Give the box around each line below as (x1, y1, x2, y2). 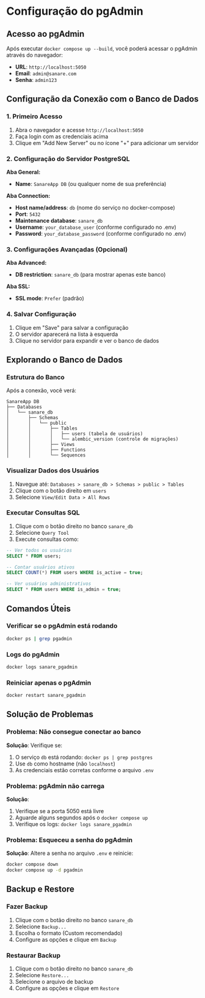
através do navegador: (6, 51, 63, 59)
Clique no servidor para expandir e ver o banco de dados (15, 337, 160, 344)
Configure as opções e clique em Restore (15, 985, 120, 992)
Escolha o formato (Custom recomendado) (15, 929, 123, 937)
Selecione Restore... (15, 972, 70, 979)
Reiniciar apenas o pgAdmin (6, 678, 92, 687)
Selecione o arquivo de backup (15, 978, 93, 986)
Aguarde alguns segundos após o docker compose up (15, 814, 148, 821)
